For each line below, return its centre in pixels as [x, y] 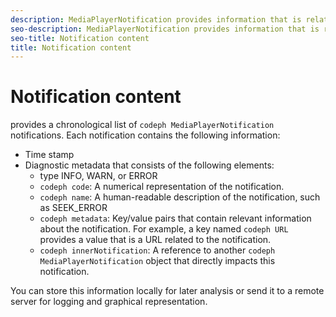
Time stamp [49, 155]
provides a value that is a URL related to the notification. [155, 240]
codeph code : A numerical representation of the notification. [162, 187]
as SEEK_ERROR [73, 208]
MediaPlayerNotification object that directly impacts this [157, 261]
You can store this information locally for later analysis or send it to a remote [167, 291]
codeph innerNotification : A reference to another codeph [157, 250]
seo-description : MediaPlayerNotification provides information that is [165, 29]
